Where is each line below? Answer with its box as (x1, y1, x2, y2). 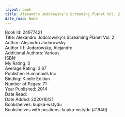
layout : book (5, 7, 31, 12)
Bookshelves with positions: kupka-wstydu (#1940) (5, 107, 108, 113)
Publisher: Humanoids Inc (5, 71, 57, 77)
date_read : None (5, 16, 38, 21)
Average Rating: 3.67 (5, 66, 47, 71)
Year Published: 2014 (5, 86, 47, 92)
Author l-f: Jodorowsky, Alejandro (5, 45, 73, 51)
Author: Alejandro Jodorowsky (5, 40, 66, 46)
